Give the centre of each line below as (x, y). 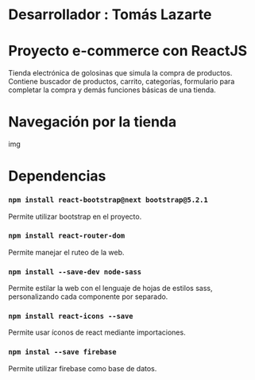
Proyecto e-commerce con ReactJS (128, 51)
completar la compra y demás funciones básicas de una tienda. (112, 90)
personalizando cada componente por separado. (88, 297)
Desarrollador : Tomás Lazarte (110, 15)
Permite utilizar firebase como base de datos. (83, 368)
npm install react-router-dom (67, 236)
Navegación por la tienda (93, 122)
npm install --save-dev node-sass (75, 271)
